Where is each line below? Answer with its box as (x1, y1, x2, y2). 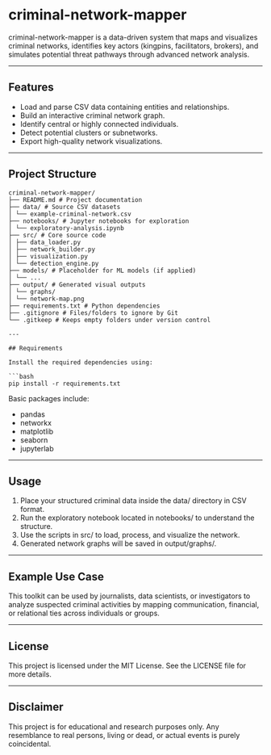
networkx (19, 417, 52, 427)
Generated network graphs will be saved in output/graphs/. (19, 539, 217, 548)
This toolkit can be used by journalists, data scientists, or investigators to (8, 591, 251, 601)
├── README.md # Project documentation (8, 195, 143, 203)
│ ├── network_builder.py (8, 245, 95, 254)
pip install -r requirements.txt (8, 380, 121, 388)
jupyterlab (19, 443, 54, 453)
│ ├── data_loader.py (8, 238, 81, 246)
